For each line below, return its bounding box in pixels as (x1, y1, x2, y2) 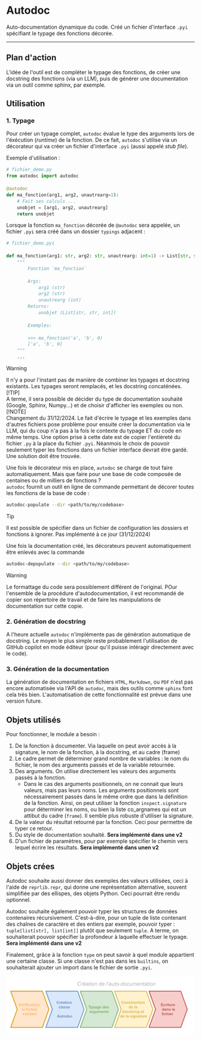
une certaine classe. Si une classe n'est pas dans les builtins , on (6, 957, 169, 965)
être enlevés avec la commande (6, 548, 85, 556)
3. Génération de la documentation (6, 665, 109, 673)
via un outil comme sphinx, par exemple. (6, 81, 106, 89)
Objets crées (6, 861, 55, 871)
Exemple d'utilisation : (6, 154, 60, 161)
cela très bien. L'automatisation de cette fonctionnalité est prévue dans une (6, 691, 191, 699)
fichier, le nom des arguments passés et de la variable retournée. (14, 761, 175, 768)
